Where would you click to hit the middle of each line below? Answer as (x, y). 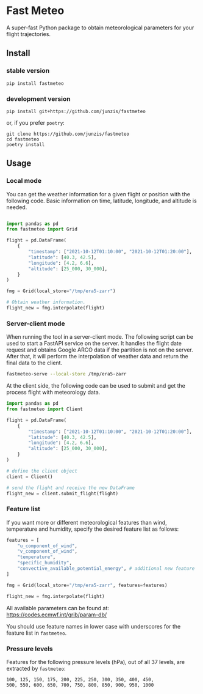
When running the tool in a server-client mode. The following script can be (100, 337)
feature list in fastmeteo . (37, 633)
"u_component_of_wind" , (48, 546)
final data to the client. (34, 363)
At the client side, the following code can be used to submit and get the (96, 386)
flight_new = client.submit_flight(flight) (62, 493)
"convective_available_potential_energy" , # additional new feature (106, 569)
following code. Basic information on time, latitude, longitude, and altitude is (101, 201)
